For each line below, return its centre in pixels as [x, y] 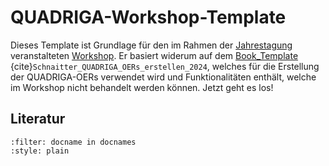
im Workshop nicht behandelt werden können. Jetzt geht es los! [142, 87]
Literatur [38, 119]
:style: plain [40, 151]
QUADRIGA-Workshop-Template [148, 17]
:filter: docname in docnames [73, 142]
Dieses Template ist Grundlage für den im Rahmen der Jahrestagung [151, 45]
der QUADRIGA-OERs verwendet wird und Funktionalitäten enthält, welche [163, 77]
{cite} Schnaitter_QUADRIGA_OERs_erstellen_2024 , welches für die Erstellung [165, 66]
